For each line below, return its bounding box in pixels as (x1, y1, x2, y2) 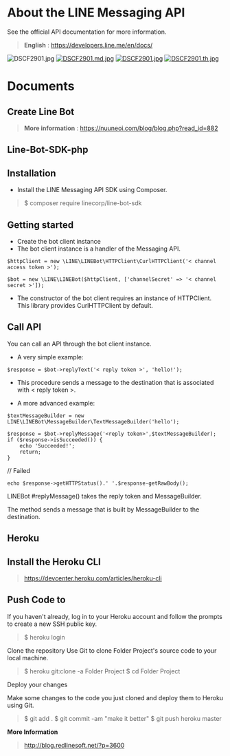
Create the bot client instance (16, 237, 101, 245)
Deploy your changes (7, 680, 68, 689)
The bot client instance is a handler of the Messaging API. (16, 244, 181, 253)
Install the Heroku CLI (7, 556, 102, 567)
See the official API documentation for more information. (7, 28, 167, 36)
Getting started (7, 219, 74, 231)
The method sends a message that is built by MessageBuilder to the (7, 505, 200, 514)
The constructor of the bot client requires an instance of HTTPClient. (16, 294, 212, 302)
